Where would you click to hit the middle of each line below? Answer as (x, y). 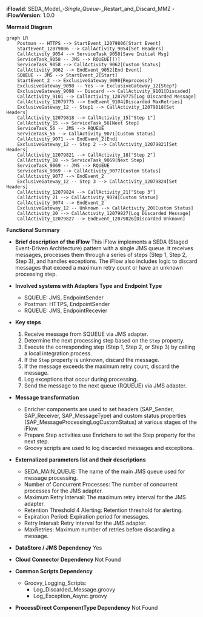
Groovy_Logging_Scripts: (55, 583)
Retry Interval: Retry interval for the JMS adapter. (85, 523)
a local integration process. (58, 353)
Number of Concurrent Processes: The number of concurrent (101, 484)
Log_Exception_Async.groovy (70, 596)
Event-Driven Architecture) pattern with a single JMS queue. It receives (104, 248)
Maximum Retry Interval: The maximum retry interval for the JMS (105, 497)
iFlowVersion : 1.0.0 (31, 15)
